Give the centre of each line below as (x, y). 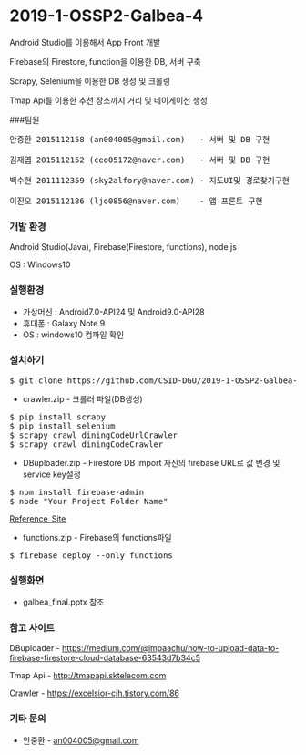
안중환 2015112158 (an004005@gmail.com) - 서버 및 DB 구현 (140, 139)
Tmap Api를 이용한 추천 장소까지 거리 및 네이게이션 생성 (108, 100)
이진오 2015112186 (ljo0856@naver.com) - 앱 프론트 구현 (136, 201)
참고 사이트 (32, 628)
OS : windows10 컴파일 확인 (73, 335)
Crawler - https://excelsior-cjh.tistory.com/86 (95, 693)
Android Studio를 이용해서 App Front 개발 (85, 42)
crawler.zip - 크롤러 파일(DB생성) (82, 398)
